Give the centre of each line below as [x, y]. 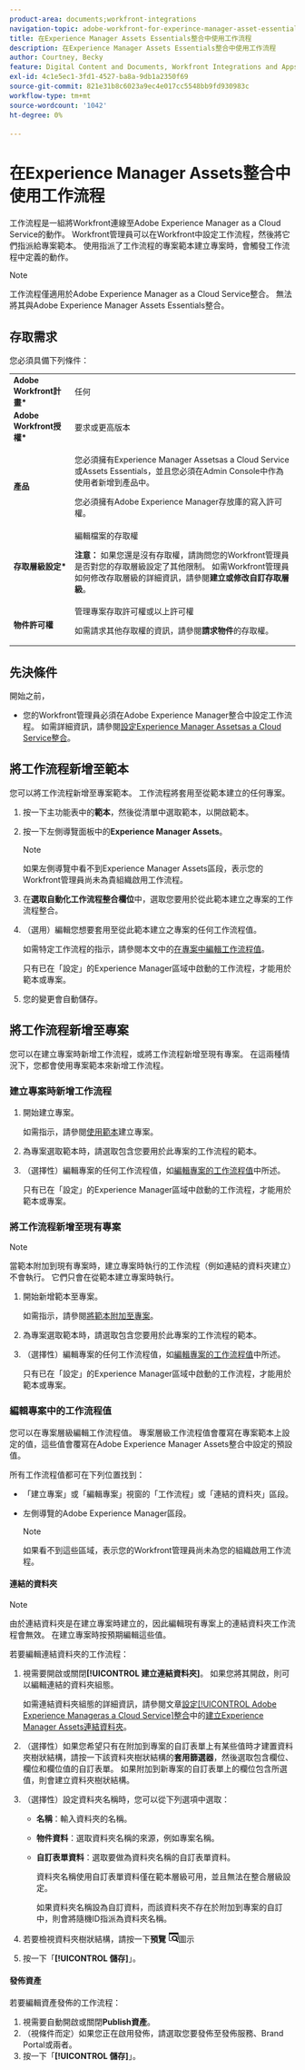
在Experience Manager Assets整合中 [150, 173]
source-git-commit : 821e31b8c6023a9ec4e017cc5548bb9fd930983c [129, 86]
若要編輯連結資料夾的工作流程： [69, 1654]
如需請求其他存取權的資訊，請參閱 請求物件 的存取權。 [174, 630]
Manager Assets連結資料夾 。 [77, 1727]
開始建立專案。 [50, 1112]
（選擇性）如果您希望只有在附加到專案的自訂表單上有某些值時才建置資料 [157, 1746]
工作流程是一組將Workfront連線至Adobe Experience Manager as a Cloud [145, 223]
